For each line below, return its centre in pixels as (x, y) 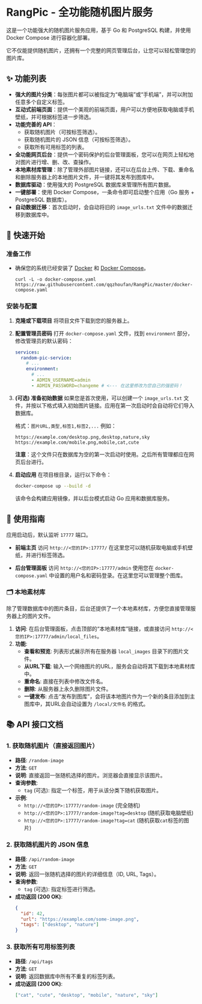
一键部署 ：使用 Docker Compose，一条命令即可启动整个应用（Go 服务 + (105, 192)
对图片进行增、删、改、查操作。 (54, 162)
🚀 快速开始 (26, 235)
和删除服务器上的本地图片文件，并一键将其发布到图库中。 (86, 177)
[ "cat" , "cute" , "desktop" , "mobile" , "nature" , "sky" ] (86, 995)
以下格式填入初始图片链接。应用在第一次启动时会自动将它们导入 (115, 405)
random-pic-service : (46, 358)
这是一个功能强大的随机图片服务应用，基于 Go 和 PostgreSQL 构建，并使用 (99, 30)
